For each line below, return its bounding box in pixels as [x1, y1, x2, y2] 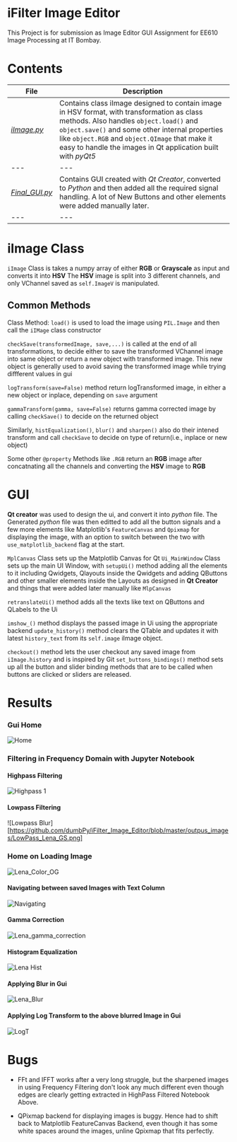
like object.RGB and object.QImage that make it [59, 133, 213, 143]
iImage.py [11, 124, 44, 134]
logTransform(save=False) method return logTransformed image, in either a [7, 383, 226, 392]
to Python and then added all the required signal [59, 182, 219, 192]
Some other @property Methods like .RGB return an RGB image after [7, 454, 202, 462]
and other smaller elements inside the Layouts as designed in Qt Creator [7, 576, 219, 585]
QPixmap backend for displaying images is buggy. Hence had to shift [17, 1112, 219, 1120]
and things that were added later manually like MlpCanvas [7, 583, 171, 592]
